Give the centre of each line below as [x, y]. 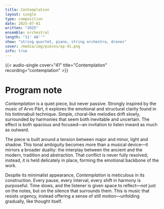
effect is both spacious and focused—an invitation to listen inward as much [81, 125]
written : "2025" [22, 28]
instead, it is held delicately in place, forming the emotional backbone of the [82, 160]
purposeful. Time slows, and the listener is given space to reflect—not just [81, 186]
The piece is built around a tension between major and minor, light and [77, 139]
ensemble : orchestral [27, 33]
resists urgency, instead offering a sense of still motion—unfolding [72, 196]
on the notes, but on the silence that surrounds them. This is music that [77, 191]
